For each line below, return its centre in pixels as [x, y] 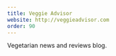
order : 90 [21, 26]
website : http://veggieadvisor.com [58, 20]
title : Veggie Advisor [40, 13]
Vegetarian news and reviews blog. [57, 46]
